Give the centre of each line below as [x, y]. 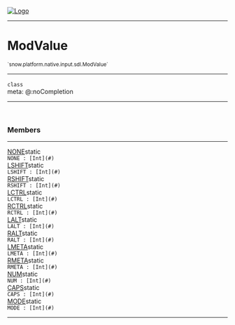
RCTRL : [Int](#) [33, 213]
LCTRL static [25, 192]
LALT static [22, 220]
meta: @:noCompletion [40, 91]
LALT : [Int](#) [31, 227]
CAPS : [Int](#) [31, 295]
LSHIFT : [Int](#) [34, 172]
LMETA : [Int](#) [33, 254]
